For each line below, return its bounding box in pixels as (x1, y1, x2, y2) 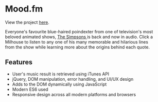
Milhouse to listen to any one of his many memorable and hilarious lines (5, 39, 148, 44)
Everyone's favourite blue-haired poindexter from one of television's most (5, 29, 153, 34)
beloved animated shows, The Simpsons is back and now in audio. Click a (5, 34, 153, 40)
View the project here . (5, 19, 50, 25)
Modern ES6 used (12, 86, 49, 92)
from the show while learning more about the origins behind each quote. (5, 44, 150, 50)
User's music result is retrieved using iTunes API (12, 71, 109, 77)
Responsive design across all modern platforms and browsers (12, 91, 136, 97)
